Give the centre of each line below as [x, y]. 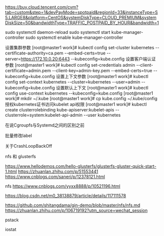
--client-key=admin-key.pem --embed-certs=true [102, 70]
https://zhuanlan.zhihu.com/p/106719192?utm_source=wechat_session [76, 210]
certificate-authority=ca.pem [34, 53]
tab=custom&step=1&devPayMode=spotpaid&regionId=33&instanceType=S [82, 12]
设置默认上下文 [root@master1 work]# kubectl [102, 88]
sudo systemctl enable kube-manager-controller [74, 37]
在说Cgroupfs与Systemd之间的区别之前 [45, 125]
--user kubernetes [102, 115]
